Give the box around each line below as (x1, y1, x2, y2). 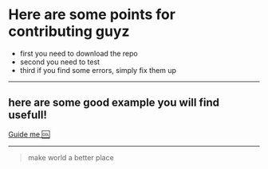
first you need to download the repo (19, 48, 138, 58)
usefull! (8, 109, 48, 122)
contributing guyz (8, 22, 130, 40)
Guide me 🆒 (8, 129, 50, 139)
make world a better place (27, 152, 114, 162)
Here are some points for (8, 6, 175, 24)
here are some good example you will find (8, 96, 219, 109)
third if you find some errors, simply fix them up (19, 65, 177, 75)
